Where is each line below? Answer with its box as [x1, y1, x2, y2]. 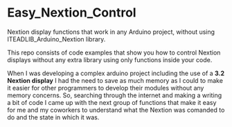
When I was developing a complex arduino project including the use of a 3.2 [7, 69, 225, 77]
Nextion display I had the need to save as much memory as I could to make [7, 76, 224, 84]
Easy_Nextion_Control [7, 5, 136, 21]
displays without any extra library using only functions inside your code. [7, 55, 213, 63]
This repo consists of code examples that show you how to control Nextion [7, 48, 221, 57]
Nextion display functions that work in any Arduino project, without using [7, 28, 215, 36]
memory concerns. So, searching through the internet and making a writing [7, 91, 222, 99]
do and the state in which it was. [7, 113, 100, 121]
